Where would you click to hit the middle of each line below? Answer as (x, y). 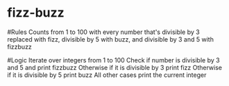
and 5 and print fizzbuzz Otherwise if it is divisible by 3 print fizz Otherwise (114, 67)
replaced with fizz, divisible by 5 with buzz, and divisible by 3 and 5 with (110, 39)
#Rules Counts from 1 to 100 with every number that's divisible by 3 (103, 32)
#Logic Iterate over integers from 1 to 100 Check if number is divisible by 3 (113, 60)
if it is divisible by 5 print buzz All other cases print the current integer (107, 75)
